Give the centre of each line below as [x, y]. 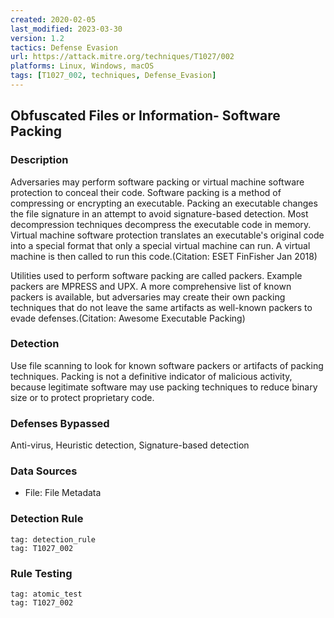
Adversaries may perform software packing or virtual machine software [157, 182]
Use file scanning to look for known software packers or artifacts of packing [167, 365]
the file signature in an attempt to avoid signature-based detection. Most [159, 213]
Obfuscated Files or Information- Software [145, 116]
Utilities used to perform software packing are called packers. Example [156, 275]
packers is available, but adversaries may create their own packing [148, 297]
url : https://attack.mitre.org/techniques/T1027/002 [122, 57]
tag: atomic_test [46, 594]
